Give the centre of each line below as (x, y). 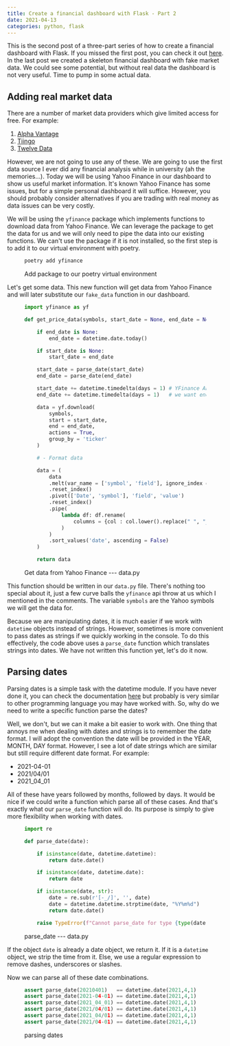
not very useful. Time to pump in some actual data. (79, 75)
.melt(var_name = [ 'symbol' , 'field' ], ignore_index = (129, 483)
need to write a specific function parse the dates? (77, 710)
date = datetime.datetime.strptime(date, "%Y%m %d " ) (125, 904)
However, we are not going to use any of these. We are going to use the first (115, 162)
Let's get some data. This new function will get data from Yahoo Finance (110, 287)
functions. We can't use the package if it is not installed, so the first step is (113, 241)
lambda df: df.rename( (93, 515)
